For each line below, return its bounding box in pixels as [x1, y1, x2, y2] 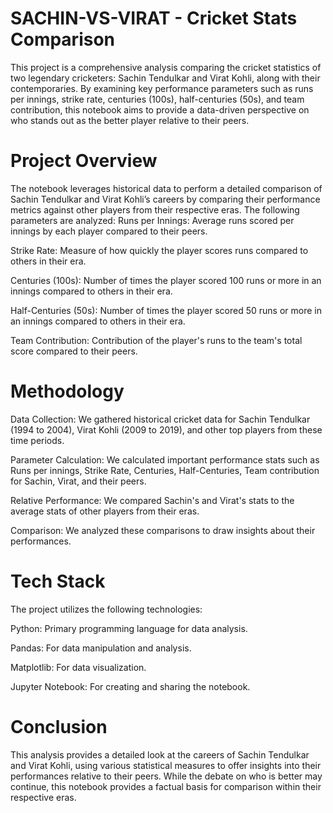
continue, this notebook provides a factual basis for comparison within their [10, 780, 322, 792]
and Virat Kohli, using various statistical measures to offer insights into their [10, 759, 322, 771]
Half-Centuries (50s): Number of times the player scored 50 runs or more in [10, 304, 322, 316]
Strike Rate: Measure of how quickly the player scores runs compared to [10, 244, 309, 256]
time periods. [10, 434, 65, 446]
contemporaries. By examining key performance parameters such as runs [10, 82, 314, 94]
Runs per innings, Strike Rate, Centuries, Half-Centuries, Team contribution [10, 464, 320, 476]
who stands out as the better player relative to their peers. [10, 114, 250, 126]
